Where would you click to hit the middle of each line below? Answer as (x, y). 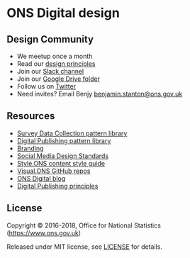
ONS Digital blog (41, 178)
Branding (30, 148)
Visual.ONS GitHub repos (54, 171)
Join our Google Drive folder (58, 79)
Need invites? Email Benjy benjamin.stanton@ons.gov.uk (100, 94)
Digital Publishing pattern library (64, 140)
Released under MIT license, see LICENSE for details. (84, 247)
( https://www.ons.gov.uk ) (44, 232)
